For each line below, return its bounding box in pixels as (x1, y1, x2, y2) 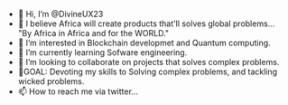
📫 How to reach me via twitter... (17, 86, 138, 97)
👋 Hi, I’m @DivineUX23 (17, 9, 104, 19)
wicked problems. (17, 76, 85, 86)
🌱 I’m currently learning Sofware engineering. (17, 47, 188, 58)
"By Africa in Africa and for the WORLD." (17, 28, 170, 38)
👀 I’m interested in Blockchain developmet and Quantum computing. (17, 37, 271, 48)
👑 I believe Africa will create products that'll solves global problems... (17, 18, 275, 29)
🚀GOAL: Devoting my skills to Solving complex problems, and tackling (17, 66, 278, 77)
